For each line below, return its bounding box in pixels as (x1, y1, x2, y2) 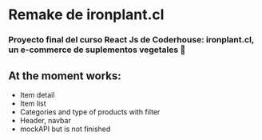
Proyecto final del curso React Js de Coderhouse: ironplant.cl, (8, 34, 254, 46)
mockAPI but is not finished (19, 124, 111, 134)
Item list (19, 98, 46, 108)
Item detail (19, 90, 55, 99)
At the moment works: (8, 69, 121, 82)
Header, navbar (19, 115, 72, 125)
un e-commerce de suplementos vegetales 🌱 (8, 44, 186, 55)
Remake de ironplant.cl (8, 6, 165, 24)
